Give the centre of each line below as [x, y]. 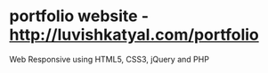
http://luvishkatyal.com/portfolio [134, 35]
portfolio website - [79, 16]
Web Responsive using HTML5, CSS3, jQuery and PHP [109, 59]
